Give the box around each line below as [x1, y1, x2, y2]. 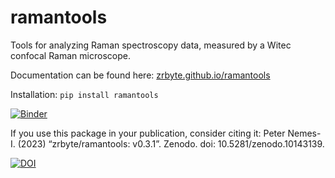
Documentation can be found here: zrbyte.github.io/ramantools [10, 69, 271, 81]
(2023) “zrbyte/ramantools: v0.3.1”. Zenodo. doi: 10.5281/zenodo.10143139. [17, 137, 325, 150]
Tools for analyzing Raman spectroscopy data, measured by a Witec [10, 39, 292, 51]
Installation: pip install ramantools [10, 88, 159, 100]
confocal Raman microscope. [10, 49, 131, 61]
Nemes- [287, 127, 322, 139]
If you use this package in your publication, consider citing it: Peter [10, 127, 286, 139]
